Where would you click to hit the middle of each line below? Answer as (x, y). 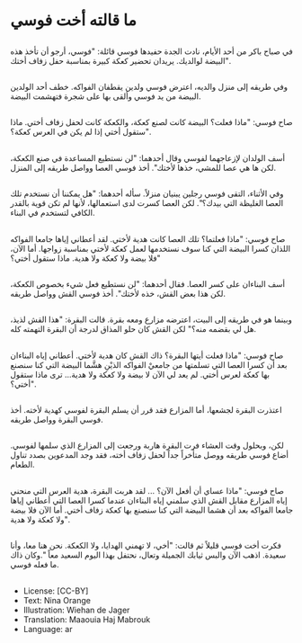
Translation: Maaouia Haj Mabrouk (87, 619)
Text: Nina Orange (57, 600)
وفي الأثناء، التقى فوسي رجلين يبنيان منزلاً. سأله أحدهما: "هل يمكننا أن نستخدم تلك (147, 193)
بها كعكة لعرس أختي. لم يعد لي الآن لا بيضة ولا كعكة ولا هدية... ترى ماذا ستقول (140, 374)
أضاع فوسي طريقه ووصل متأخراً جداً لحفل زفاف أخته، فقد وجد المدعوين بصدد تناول (149, 455)
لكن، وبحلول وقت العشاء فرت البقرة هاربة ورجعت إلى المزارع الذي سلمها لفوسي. (147, 445)
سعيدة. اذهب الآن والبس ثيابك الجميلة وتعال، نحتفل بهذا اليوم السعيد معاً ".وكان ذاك (148, 555)
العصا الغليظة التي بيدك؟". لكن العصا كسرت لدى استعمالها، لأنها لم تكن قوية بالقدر (147, 203)
